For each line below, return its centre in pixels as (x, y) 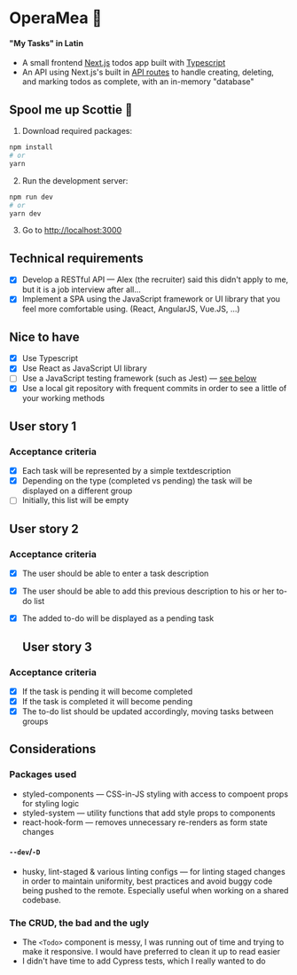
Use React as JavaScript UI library (85, 368)
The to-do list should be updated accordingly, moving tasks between (148, 712)
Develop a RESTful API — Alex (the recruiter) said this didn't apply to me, (155, 279)
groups (35, 721)
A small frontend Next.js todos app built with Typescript (124, 63)
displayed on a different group (77, 491)
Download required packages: (77, 131)
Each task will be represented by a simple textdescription (126, 471)
